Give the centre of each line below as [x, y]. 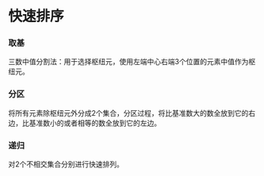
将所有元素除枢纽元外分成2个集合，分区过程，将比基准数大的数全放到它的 [128, 113]
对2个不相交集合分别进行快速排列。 [66, 164]
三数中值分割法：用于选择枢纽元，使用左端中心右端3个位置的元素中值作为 [128, 62]
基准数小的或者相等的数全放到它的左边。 [95, 123]
